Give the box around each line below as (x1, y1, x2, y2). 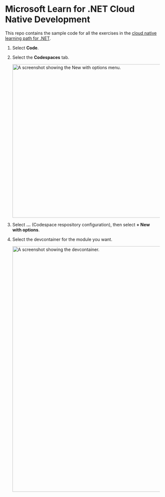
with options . (12, 227, 40, 233)
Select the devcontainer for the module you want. (12, 236, 112, 242)
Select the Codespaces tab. (12, 54, 70, 60)
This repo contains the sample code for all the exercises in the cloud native (5, 30, 157, 36)
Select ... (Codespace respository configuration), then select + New (12, 221, 150, 227)
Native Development (5, 14, 90, 25)
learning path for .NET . (5, 35, 51, 41)
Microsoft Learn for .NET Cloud (5, 3, 135, 15)
